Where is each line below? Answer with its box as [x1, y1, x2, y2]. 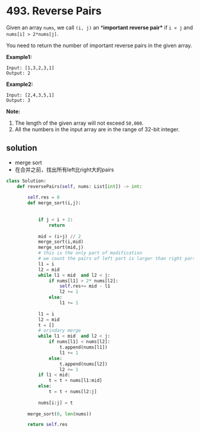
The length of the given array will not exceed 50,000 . [14, 119, 144, 126]
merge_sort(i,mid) [37, 239, 84, 245]
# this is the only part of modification [37, 250, 143, 256]
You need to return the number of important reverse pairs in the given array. [6, 42, 192, 49]
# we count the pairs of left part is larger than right [37, 255, 183, 261]
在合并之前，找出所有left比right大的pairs [14, 166, 114, 173]
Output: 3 [6, 97, 31, 103]
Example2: [6, 81, 33, 88]
